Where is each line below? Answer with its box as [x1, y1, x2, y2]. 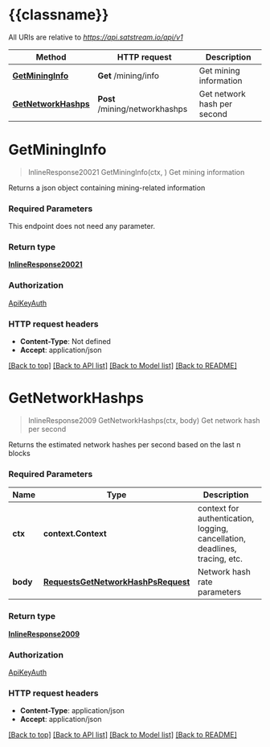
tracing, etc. [198, 554, 243, 565]
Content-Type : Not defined [19, 337, 111, 347]
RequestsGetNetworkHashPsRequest [43, 576, 190, 587]
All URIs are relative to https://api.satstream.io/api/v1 [8, 32, 183, 42]
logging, [198, 523, 229, 534]
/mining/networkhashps [97, 103, 188, 114]
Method [35, 51, 67, 62]
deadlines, [198, 543, 237, 554]
